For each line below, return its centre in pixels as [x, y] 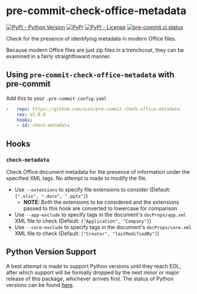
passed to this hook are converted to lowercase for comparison [100, 208]
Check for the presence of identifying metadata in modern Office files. [91, 38]
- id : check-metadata [43, 125]
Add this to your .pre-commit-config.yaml [56, 98]
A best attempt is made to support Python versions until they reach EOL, [94, 266]
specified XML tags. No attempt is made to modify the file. [77, 178]
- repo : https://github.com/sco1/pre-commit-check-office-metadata [93, 109]
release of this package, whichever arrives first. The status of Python [90, 279]
